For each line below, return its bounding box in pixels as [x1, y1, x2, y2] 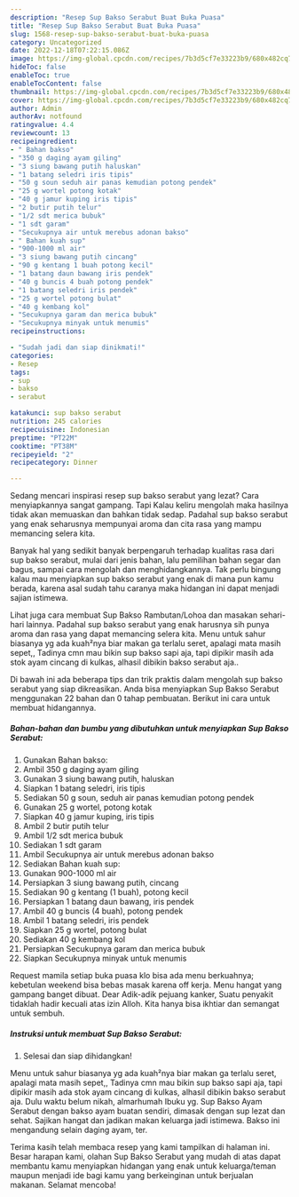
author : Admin [10, 104, 63, 113]
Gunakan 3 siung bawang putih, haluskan [22, 774, 175, 785]
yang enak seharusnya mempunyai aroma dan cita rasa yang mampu [10, 519, 263, 530]
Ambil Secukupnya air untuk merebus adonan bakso [22, 850, 215, 860]
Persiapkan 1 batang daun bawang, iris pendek [22, 897, 194, 907]
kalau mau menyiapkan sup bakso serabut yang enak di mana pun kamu [10, 574, 274, 585]
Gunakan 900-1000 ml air [22, 868, 117, 879]
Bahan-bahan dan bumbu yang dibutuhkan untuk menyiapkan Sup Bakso [10, 722, 289, 733]
